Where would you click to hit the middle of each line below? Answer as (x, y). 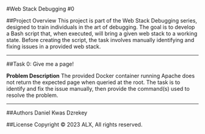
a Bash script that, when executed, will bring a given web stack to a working (102, 33)
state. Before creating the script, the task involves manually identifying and (100, 40)
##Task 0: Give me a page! (40, 64)
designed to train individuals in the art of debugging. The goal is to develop (101, 27)
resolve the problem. (32, 95)
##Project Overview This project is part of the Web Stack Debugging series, (102, 20)
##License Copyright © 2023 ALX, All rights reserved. (74, 125)
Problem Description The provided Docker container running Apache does (101, 76)
